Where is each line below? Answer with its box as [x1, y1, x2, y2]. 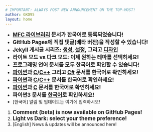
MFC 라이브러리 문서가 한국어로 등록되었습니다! [12, 31, 124, 38]
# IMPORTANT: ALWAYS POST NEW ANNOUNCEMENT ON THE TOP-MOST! [5, 7, 136, 13]
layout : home [5, 17, 33, 22]
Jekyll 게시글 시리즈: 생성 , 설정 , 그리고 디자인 [12, 46, 118, 53]
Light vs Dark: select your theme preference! [12, 115, 127, 122]
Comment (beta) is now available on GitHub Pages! [12, 109, 142, 116]
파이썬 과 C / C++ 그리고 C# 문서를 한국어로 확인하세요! [12, 69, 139, 76]
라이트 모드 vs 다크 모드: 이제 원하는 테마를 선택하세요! [12, 54, 139, 61]
